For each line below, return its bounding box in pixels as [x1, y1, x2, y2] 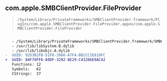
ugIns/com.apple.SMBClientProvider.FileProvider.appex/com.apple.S [17, 21, 160, 26]
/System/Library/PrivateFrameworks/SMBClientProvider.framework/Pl [17, 17, 160, 22]
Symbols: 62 [11, 67, 41, 72]
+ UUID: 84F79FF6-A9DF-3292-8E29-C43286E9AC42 [5, 57, 106, 63]
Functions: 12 [11, 62, 41, 67]
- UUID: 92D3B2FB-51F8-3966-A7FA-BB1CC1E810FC [5, 53, 106, 58]
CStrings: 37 [11, 71, 41, 76]
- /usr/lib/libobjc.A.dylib [11, 48, 70, 53]
